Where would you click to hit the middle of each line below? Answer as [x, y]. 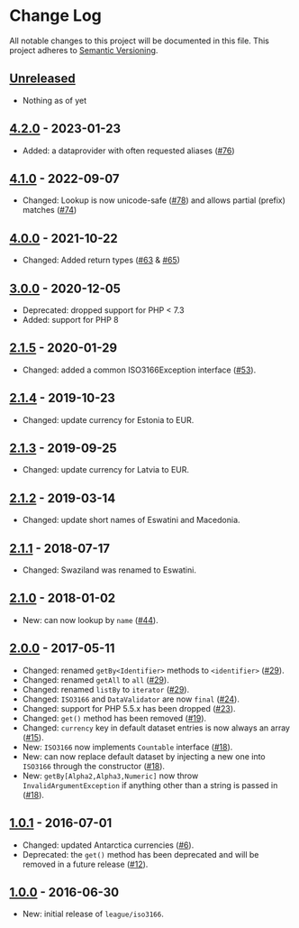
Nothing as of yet [54, 100]
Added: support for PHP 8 [70, 320]
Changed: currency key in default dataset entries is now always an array [156, 728]
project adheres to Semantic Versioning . [84, 50]
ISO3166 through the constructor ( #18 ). [93, 766]
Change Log [55, 16]
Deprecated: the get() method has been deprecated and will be [140, 854]
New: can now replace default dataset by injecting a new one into [144, 756]
